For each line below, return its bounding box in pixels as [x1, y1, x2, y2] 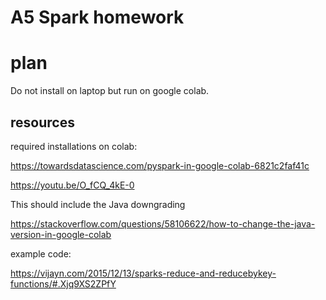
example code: [10, 247, 72, 260]
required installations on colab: [10, 140, 138, 152]
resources [10, 114, 75, 131]
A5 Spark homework [10, 6, 185, 29]
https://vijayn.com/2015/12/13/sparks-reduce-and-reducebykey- [10, 267, 277, 279]
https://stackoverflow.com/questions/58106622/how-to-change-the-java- [10, 217, 316, 230]
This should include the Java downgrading [10, 198, 186, 210]
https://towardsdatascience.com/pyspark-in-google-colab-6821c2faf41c [10, 159, 310, 171]
